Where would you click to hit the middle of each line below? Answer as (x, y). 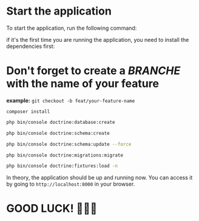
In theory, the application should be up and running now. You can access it (99, 178)
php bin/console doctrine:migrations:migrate (65, 155)
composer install (28, 111)
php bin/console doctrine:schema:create (58, 133)
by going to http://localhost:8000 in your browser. (71, 184)
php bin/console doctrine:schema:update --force (69, 144)
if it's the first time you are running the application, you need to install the (98, 39)
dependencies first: (31, 46)
